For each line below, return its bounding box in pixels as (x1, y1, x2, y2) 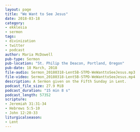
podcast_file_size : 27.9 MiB (5, 83, 64, 88)
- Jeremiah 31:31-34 (5, 102, 47, 106)
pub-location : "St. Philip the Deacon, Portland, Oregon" (5, 61, 124, 66)
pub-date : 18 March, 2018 (5, 66, 57, 71)
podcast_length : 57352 (5, 92, 51, 97)
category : (5, 20, 25, 26)
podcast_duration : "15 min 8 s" (5, 88, 70, 93)
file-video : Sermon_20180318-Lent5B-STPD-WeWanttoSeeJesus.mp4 (5, 74, 136, 79)
